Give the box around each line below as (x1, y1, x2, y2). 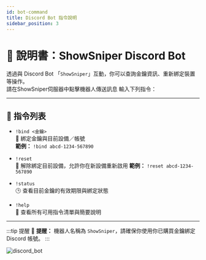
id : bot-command (6, 9, 48, 15)
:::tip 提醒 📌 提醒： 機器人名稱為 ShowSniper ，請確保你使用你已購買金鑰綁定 (6, 227, 196, 235)
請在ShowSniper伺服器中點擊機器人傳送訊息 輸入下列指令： (6, 85, 157, 93)
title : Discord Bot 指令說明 (6, 15, 77, 21)
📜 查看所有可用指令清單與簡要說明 (15, 208, 101, 216)
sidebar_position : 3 (6, 20, 59, 26)
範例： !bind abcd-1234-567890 (15, 142, 94, 150)
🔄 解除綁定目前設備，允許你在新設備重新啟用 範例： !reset (15, 162, 164, 169)
